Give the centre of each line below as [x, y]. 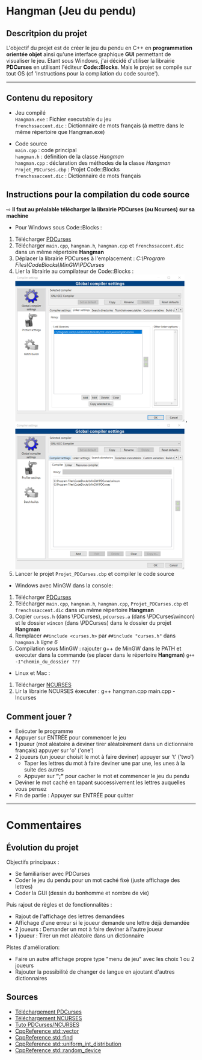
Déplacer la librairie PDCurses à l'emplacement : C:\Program [90, 258]
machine [17, 216]
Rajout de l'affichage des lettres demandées [70, 916]
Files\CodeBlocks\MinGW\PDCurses [60, 264]
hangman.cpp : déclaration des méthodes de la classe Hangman [93, 163]
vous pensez [31, 789]
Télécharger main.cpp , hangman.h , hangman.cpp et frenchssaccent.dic [99, 245]
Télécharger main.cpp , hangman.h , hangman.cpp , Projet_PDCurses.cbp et [101, 604]
